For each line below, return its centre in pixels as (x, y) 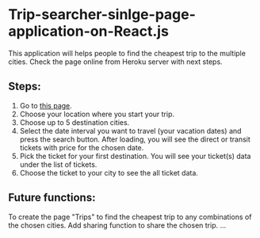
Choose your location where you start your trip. (97, 114)
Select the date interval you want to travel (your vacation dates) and (130, 130)
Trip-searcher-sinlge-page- (102, 15)
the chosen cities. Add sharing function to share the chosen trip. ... (117, 225)
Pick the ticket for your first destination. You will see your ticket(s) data (135, 156)
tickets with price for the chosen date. (82, 147)
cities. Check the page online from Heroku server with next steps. (116, 62)
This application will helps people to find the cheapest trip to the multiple (127, 53)
